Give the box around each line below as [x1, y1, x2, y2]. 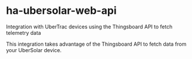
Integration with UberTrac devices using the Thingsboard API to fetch [6, 23, 173, 30]
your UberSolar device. [6, 46, 62, 53]
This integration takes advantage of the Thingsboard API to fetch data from [6, 40, 187, 47]
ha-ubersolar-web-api [6, 4, 117, 17]
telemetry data [6, 29, 41, 36]
